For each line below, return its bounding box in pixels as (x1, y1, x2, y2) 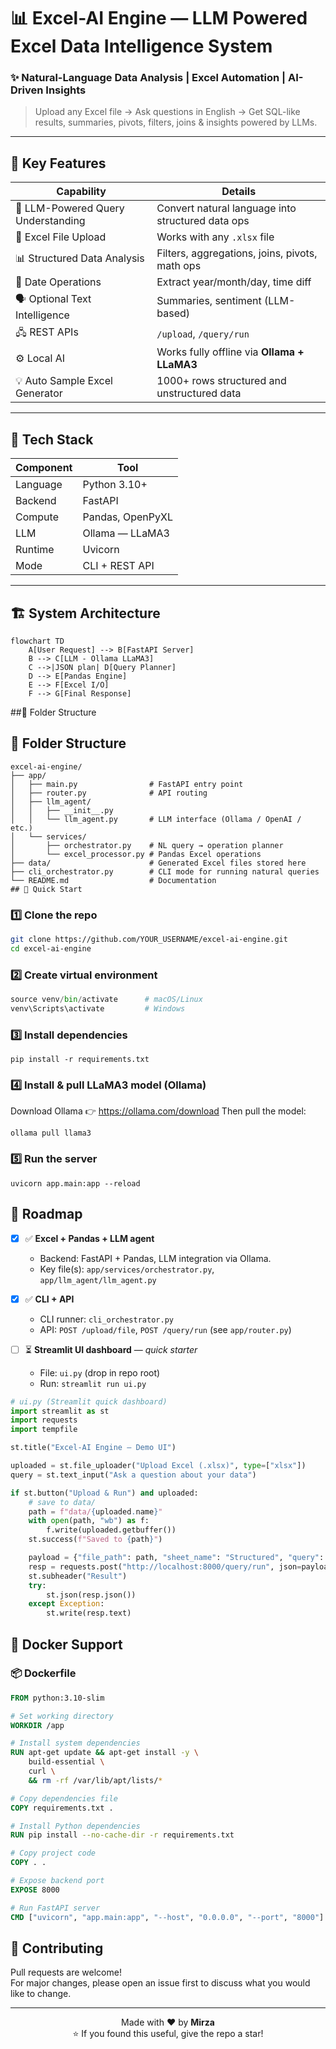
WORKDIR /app (10, 1720, 65, 1730)
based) (156, 306, 191, 320)
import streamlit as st (10, 1406, 110, 1416)
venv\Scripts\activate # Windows (10, 1003, 186, 1014)
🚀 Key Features (10, 155, 107, 172)
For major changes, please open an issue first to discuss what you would (10, 1977, 311, 1989)
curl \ (28, 1766, 56, 1777)
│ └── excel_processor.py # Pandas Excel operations (10, 849, 262, 859)
